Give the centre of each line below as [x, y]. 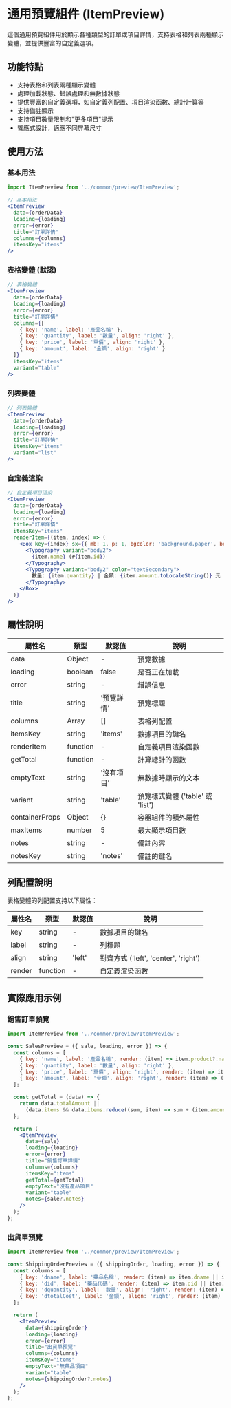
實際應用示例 [34, 998]
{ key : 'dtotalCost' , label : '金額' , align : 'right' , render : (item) [120, 1297]
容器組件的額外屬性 [168, 818]
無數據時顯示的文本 [168, 778]
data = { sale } [42, 1142]
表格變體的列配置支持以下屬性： [52, 900]
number [80, 830]
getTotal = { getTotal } [55, 1180]
